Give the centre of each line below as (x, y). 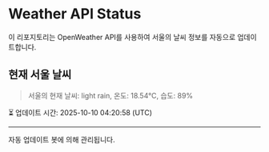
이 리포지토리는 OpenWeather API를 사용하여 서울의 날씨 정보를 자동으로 (122, 37)
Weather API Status (75, 14)
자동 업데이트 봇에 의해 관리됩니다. (62, 139)
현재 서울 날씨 (40, 75)
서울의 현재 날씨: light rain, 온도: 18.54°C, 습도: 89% (110, 95)
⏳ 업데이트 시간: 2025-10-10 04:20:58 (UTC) (80, 112)
